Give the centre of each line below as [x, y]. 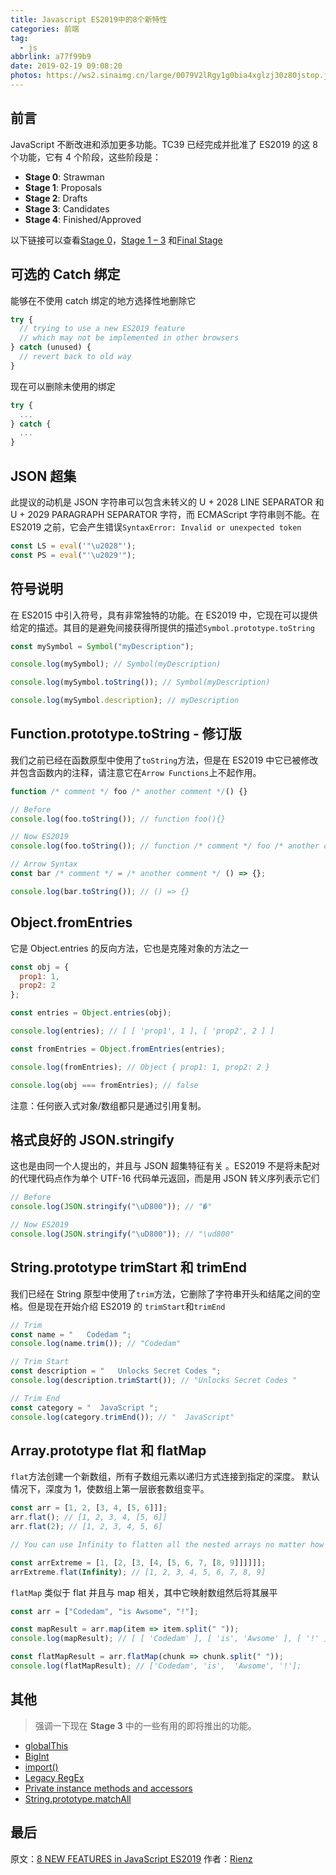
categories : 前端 [45, 29]
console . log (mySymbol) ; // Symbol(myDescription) [116, 664]
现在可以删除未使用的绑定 [63, 386]
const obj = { [40, 967]
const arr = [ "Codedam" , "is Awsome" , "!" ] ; [104, 1611]
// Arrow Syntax [44, 864]
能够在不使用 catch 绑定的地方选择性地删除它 [103, 300]
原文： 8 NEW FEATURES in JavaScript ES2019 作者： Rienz [131, 1858]
